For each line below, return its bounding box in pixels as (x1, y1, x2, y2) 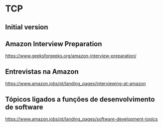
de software (5, 103, 43, 111)
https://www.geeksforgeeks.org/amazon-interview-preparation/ (5, 53, 137, 59)
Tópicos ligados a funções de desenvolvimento (5, 95, 155, 104)
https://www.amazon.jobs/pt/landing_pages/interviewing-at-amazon (5, 81, 146, 87)
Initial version (5, 23, 48, 31)
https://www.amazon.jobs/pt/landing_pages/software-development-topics (5, 116, 158, 122)
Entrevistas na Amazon (5, 67, 79, 76)
